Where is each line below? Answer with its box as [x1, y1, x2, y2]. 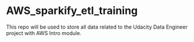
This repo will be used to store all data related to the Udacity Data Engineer [6, 23, 188, 30]
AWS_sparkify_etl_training [6, 4, 138, 17]
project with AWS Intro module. [6, 29, 82, 36]
